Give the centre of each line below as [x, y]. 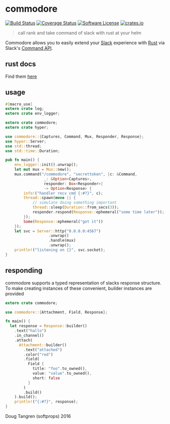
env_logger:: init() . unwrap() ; [46, 165]
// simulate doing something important [74, 203]
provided [15, 294]
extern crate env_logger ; [32, 114]
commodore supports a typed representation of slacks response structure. [83, 282]
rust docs [21, 64]
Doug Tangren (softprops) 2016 [38, 416]
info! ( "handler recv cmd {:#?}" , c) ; [63, 193]
